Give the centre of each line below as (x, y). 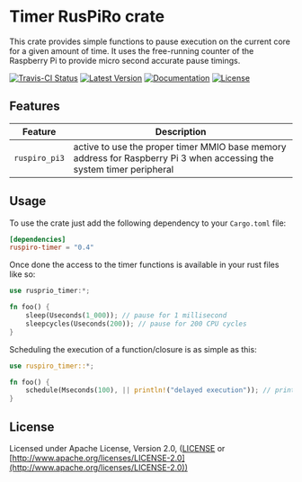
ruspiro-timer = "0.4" (52, 248)
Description (181, 131)
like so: (22, 274)
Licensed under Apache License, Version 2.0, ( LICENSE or (117, 448)
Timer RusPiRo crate (87, 17)
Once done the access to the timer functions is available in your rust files (144, 265)
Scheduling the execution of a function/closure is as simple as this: (133, 349)
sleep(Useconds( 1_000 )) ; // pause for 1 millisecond (126, 316)
